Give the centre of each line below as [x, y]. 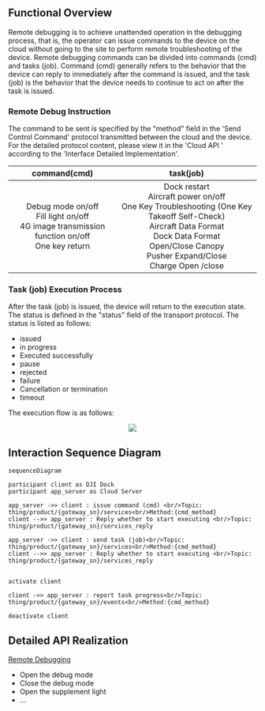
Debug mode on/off [63, 206]
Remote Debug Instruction [60, 112]
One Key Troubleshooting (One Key [187, 206]
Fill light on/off [62, 217]
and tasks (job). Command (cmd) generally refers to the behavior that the [127, 66]
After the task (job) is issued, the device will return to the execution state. [127, 307]
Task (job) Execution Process [65, 289]
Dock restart [187, 187]
